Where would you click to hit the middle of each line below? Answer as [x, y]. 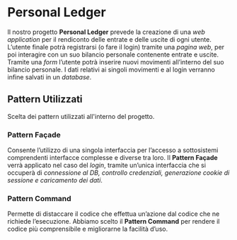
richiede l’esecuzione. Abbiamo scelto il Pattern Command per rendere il [114, 222]
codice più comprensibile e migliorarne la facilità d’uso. [88, 229]
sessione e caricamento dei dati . [55, 181]
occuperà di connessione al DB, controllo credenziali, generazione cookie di [118, 173]
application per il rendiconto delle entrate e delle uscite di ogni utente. [110, 39]
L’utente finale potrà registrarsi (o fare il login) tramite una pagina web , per [116, 47]
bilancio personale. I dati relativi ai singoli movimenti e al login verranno [111, 69]
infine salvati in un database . [50, 77]
